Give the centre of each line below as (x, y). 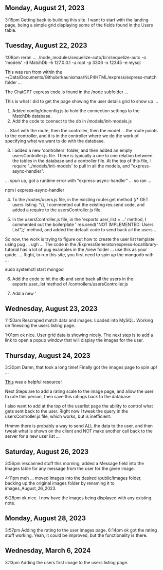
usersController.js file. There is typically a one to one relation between (82, 155)
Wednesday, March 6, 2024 (48, 551)
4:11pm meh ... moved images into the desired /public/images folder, (73, 478)
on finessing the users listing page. (40, 326)
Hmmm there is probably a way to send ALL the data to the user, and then (79, 426)
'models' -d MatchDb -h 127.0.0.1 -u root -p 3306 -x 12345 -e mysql (73, 62)
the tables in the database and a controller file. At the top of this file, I (81, 161)
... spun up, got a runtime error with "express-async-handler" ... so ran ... (78, 181)
